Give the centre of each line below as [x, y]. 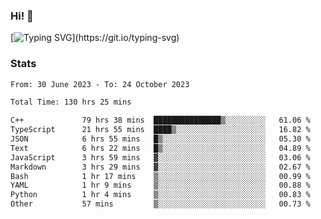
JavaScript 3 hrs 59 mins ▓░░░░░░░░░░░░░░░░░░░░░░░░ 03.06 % [160, 157]
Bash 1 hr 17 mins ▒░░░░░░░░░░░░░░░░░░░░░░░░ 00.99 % [160, 176]
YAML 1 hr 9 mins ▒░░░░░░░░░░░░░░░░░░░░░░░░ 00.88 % [160, 185]
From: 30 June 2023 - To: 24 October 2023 [100, 84]
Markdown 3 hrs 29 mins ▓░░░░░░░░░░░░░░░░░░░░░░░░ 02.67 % [160, 167]
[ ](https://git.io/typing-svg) [95, 38]
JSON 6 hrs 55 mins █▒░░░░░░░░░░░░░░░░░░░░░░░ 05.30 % [160, 139]
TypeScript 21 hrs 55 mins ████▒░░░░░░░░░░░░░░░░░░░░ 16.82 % [160, 130]
